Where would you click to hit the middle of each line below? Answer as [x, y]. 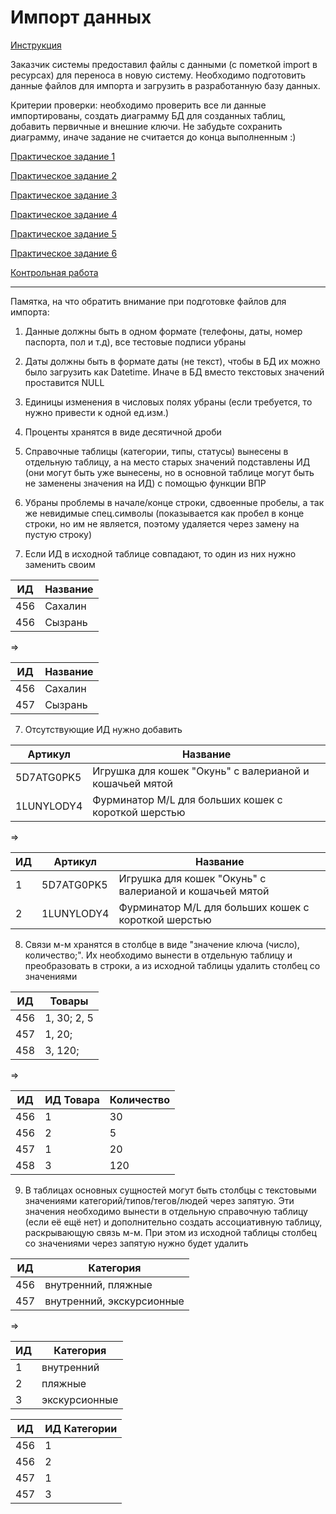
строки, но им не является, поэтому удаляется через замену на [162, 523]
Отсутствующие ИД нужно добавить [103, 729]
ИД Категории [81, 1428]
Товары [69, 1001]
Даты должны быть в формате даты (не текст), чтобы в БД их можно [172, 361]
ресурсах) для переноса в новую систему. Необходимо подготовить [158, 75]
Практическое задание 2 [63, 175]
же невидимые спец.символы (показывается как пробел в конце [164, 513]
